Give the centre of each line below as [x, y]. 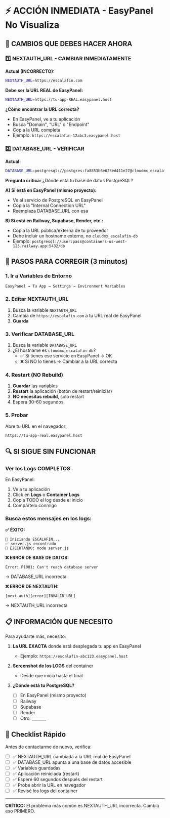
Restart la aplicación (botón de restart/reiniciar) [62, 391]
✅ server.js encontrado [31, 544]
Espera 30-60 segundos [38, 402]
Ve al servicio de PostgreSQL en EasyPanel [57, 200]
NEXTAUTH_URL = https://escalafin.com [44, 80]
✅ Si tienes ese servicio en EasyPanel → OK [66, 356]
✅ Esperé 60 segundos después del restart [57, 779]
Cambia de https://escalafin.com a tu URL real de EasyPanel [77, 315]
